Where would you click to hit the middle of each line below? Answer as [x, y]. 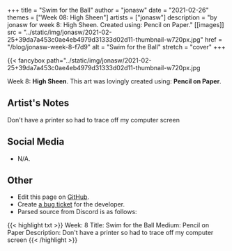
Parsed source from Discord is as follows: [77, 212]
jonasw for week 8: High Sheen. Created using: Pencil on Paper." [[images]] [116, 25]
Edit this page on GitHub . [53, 197]
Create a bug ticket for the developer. [71, 204]
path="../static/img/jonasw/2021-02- [99, 60]
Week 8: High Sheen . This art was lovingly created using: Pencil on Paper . [114, 81]
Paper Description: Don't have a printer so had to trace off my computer [110, 233]
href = [214, 40]
